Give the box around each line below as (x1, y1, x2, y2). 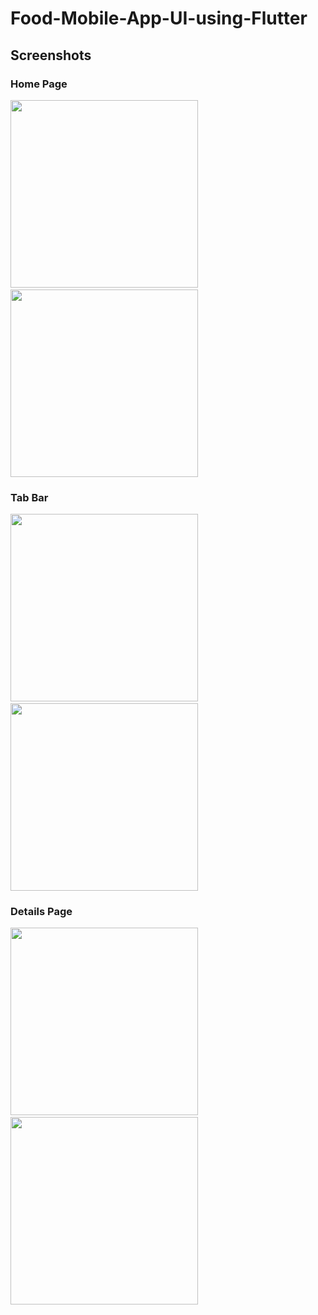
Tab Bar (10, 490, 49, 504)
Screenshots (10, 47, 92, 64)
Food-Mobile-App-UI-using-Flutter (10, 7, 308, 30)
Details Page (10, 905, 73, 919)
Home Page (10, 77, 68, 91)
